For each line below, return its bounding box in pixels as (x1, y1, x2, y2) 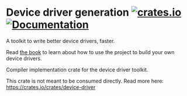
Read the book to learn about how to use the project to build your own (6, 48, 175, 55)
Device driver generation (6, 6, 130, 19)
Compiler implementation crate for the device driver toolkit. (6, 66, 148, 73)
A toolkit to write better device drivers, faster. (6, 37, 115, 44)
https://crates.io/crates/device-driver (6, 83, 96, 90)
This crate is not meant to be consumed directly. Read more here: (6, 77, 164, 84)
